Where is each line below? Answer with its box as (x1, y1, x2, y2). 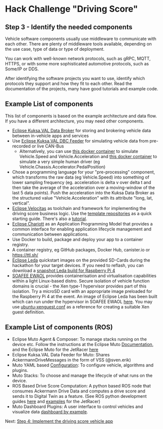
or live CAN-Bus (31, 143, 64, 149)
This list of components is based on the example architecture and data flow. (5, 113, 157, 119)
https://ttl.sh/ (12, 252, 38, 258)
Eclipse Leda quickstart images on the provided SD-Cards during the (12, 257, 150, 263)
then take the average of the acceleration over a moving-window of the (12, 184, 155, 190)
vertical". (12, 200, 30, 206)
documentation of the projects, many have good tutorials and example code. (5, 86, 158, 91)
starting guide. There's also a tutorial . (12, 216, 88, 222)
